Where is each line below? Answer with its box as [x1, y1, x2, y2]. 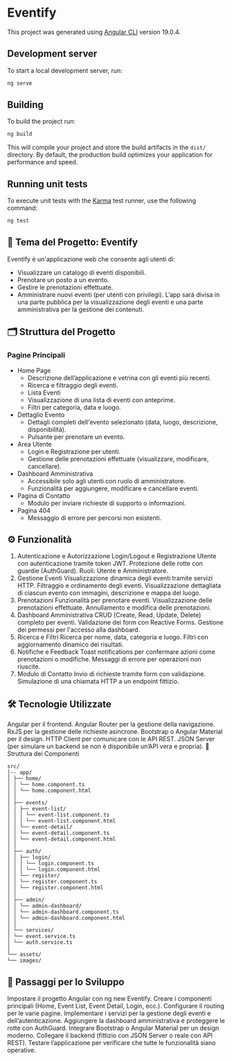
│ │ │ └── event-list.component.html [7, 818, 116, 825]
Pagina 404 [17, 506, 51, 515]
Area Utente [17, 440, 52, 448]
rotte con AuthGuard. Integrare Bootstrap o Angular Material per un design [7, 1024, 220, 1032]
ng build [7, 130, 33, 138]
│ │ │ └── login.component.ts [7, 860, 95, 868]
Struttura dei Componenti [7, 750, 80, 758]
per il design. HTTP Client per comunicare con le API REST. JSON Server [7, 735, 215, 743]
